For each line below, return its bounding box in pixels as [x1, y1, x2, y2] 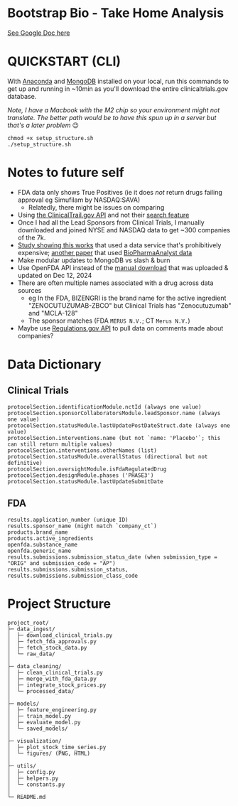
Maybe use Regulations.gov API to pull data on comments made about [17, 323, 224, 332]
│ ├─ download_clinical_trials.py [7, 631, 113, 639]
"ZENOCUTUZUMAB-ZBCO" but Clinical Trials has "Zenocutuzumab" [28, 301, 232, 310]
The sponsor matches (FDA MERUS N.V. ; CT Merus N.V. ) [28, 316, 190, 325]
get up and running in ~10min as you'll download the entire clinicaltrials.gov [7, 84, 229, 93]
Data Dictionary [7, 357, 102, 372]
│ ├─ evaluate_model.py [7, 719, 81, 726]
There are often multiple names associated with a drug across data [17, 279, 214, 287]
